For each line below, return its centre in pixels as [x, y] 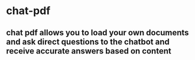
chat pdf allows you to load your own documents [97, 33]
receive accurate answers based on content [89, 51]
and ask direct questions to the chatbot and [88, 41]
